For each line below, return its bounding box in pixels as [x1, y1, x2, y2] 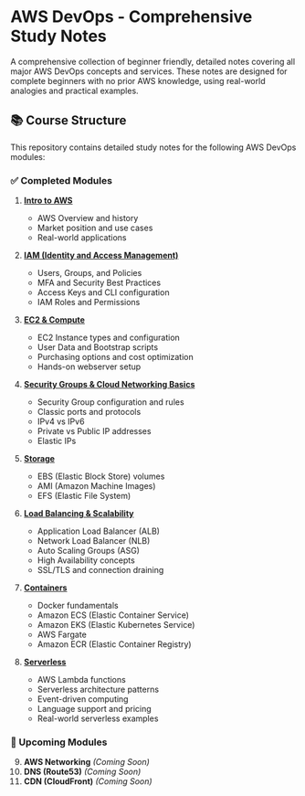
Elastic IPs [37, 436, 77, 447]
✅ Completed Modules [10, 174, 113, 186]
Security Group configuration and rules [37, 397, 185, 408]
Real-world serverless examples [37, 713, 159, 724]
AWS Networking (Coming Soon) [23, 757, 150, 768]
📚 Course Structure [10, 112, 127, 129]
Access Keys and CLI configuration [37, 287, 170, 298]
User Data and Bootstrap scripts [37, 342, 159, 353]
